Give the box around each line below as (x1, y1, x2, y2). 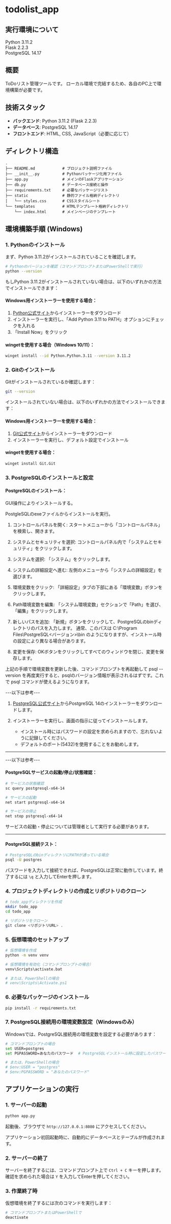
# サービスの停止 (5, 809, 37, 814)
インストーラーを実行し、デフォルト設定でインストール (12, 436, 129, 443)
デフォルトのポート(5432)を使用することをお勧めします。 (20, 741, 141, 747)
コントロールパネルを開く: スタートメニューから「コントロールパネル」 (12, 522, 163, 528)
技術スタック (5, 103, 46, 112)
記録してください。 (29, 735, 70, 741)
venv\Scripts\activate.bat (5, 966, 63, 972)
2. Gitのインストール (5, 366, 55, 374)
